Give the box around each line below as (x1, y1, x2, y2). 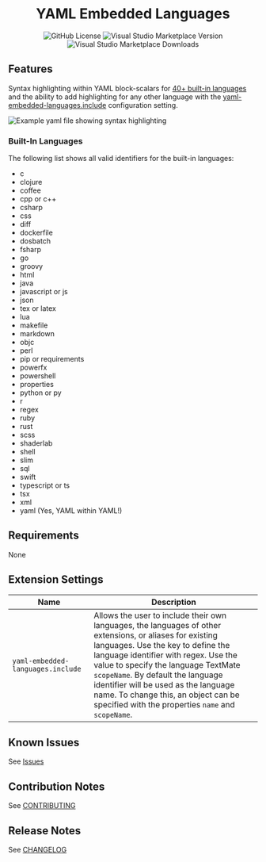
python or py (19, 388, 62, 397)
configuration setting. (108, 100, 178, 109)
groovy (19, 262, 44, 271)
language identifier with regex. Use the (93, 649, 237, 661)
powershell (19, 371, 56, 381)
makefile (19, 320, 48, 330)
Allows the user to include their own (93, 610, 227, 621)
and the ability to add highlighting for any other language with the (8, 92, 222, 102)
